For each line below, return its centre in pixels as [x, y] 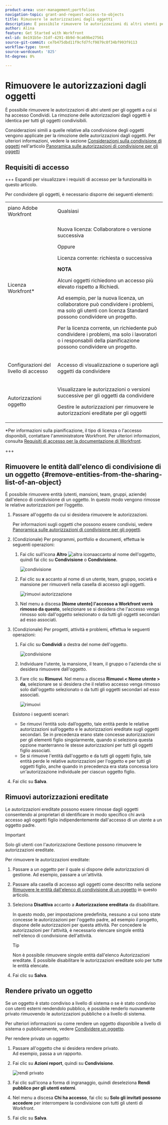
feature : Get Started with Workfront [44, 33]
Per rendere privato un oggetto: [38, 1038]
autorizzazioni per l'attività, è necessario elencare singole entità [78, 930]
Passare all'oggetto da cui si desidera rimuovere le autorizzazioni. [80, 514]
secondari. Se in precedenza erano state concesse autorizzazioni [87, 734]
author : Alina [20, 29]
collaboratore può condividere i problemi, [105, 304]
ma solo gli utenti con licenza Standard [103, 311]
